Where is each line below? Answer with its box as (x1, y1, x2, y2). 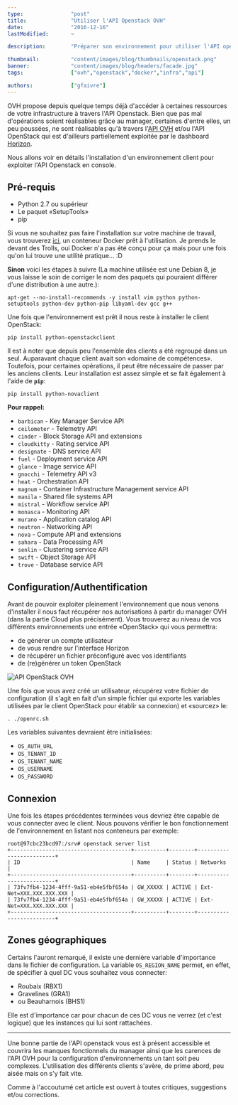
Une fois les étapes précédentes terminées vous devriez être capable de (7, 811, 220, 820)
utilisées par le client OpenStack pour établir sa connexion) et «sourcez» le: (7, 702, 228, 710)
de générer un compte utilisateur (17, 636, 113, 645)
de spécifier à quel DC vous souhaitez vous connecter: (7, 968, 168, 976)
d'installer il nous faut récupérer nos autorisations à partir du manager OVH (7, 607, 227, 616)
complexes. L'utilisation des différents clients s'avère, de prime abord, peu (7, 1061, 225, 1070)
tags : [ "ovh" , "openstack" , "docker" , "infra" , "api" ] (7, 69, 204, 76)
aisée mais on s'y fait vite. (7, 1069, 84, 1077)
